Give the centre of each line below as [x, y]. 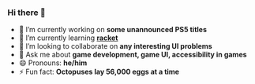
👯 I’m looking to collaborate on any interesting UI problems [115, 46]
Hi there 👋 [27, 13]
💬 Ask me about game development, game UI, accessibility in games [133, 55]
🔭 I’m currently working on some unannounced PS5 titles [112, 30]
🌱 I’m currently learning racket [68, 38]
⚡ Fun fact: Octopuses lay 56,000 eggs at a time [99, 72]
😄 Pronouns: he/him [53, 63]
